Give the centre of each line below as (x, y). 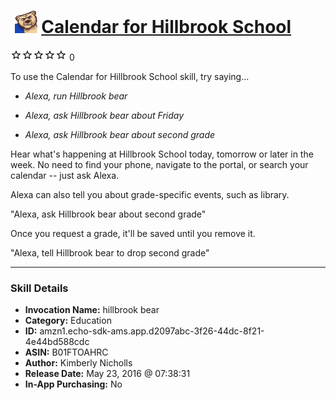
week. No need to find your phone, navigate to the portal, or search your (159, 164)
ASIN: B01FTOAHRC (66, 352)
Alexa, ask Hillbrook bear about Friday (104, 115)
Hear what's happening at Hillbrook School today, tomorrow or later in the (162, 154)
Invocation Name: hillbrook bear (92, 310)
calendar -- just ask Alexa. (65, 175)
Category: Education (68, 321)
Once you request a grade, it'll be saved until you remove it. (133, 233)
